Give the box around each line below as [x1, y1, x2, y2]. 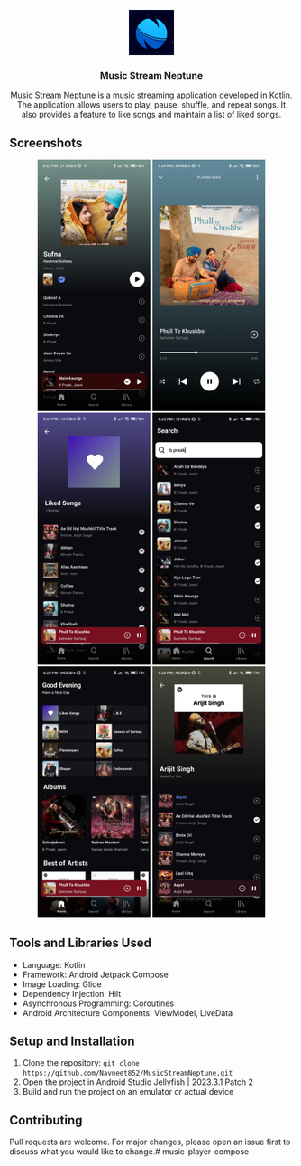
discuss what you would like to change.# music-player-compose [9, 1146, 250, 1157]
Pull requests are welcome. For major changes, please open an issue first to [9, 1136, 291, 1148]
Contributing [9, 1113, 83, 1128]
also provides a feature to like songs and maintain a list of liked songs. [21, 109, 282, 120]
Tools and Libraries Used [9, 936, 151, 951]
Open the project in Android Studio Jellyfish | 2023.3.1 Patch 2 [22, 1077, 254, 1087]
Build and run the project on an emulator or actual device [22, 1086, 234, 1097]
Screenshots [9, 135, 83, 150]
